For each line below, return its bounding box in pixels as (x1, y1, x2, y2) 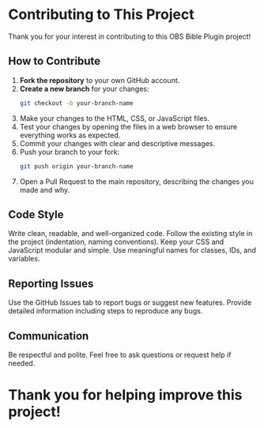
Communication (8, 329, 89, 343)
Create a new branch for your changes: (19, 84, 149, 93)
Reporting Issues (8, 276, 94, 290)
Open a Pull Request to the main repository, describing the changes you (19, 176, 255, 186)
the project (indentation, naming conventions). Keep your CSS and (8, 237, 224, 246)
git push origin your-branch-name (19, 162, 134, 171)
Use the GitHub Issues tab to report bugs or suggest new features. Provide (8, 298, 252, 307)
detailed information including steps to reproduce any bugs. (8, 306, 203, 316)
